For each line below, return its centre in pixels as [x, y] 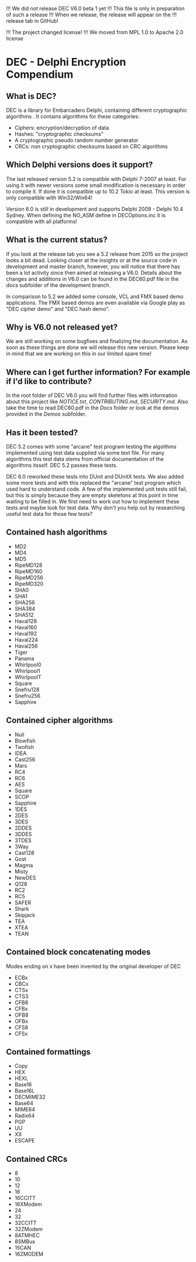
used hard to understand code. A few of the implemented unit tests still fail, [97, 489]
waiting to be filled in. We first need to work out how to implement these [93, 502]
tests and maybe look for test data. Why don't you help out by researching [96, 508]
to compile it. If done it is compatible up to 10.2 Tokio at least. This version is [98, 191]
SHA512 [24, 615]
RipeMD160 [28, 571]
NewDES [25, 877]
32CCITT [25, 1223]
